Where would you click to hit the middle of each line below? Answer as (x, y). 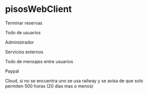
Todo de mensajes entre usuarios (39, 61)
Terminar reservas (24, 23)
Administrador (20, 42)
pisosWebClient (39, 9)
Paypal (12, 71)
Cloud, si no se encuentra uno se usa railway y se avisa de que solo (74, 81)
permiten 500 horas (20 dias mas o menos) (49, 86)
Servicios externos (24, 52)
